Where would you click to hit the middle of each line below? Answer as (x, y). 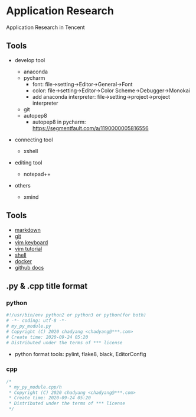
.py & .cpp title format (47, 286)
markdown (28, 229)
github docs (29, 267)
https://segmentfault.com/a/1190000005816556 (90, 128)
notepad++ (37, 174)
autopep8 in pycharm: (59, 122)
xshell (31, 151)
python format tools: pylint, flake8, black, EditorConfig (80, 354)
